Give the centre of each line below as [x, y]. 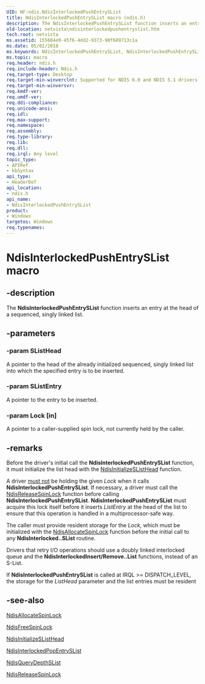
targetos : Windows [30, 222]
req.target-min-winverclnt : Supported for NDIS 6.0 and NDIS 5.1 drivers [102, 80]
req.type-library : [30, 137]
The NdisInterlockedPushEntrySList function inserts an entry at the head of [103, 308]
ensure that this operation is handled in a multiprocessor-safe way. [90, 513]
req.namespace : [26, 126]
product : [17, 211]
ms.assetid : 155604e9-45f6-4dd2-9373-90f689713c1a [72, 40]
